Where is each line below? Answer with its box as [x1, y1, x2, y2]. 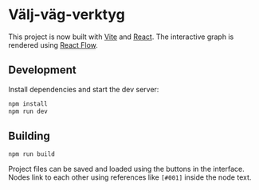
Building [8, 129, 50, 142]
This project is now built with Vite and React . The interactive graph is [8, 32, 234, 41]
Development [8, 64, 77, 77]
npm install [8, 99, 48, 108]
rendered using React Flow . [8, 40, 98, 49]
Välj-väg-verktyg [8, 6, 125, 24]
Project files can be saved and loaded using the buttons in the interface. [8, 165, 245, 174]
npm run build [8, 150, 56, 158]
